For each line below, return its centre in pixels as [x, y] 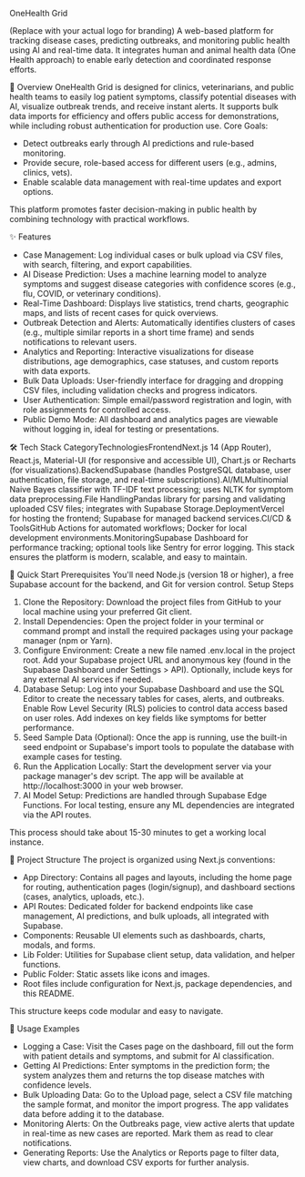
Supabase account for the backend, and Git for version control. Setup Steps [152, 584]
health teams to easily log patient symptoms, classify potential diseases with [153, 96]
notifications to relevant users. [80, 342]
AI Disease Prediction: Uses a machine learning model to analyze [144, 274]
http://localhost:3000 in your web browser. [103, 786]
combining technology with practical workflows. [99, 219]
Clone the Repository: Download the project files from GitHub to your [152, 602]
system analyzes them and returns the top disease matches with [143, 1075]
